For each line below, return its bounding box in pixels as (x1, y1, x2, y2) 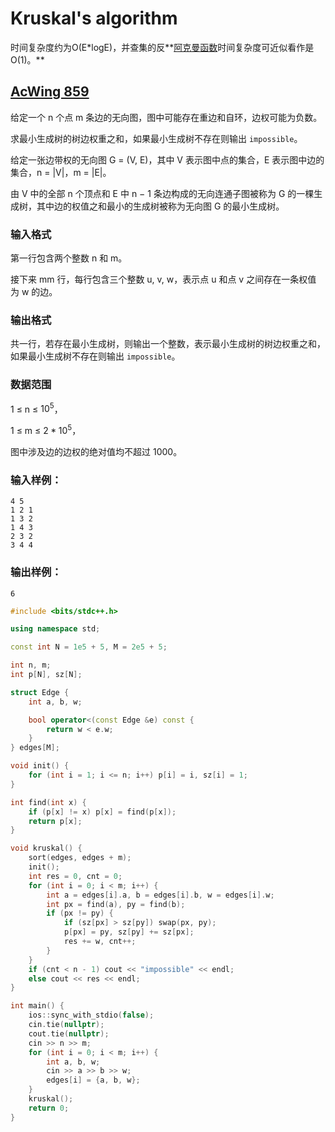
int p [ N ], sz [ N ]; (10, 670, 83, 680)
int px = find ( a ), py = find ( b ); (46, 899, 186, 909)
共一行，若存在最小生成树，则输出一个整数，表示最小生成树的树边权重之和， (10, 338, 326, 350)
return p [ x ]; (28, 816, 83, 826)
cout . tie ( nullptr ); (28, 1028, 110, 1039)
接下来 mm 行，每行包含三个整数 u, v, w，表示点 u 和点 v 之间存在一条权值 (10, 273, 317, 286)
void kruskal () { (10, 843, 83, 854)
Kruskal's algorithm (10, 7, 178, 30)
